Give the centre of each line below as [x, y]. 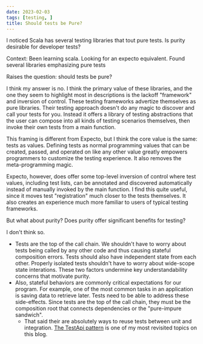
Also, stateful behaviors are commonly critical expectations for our [98, 283]
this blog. [36, 334]
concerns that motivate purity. [53, 276]
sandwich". [29, 315]
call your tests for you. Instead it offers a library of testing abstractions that [100, 114]
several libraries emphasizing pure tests [56, 65]
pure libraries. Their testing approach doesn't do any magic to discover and [101, 108]
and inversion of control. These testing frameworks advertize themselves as [101, 101]
